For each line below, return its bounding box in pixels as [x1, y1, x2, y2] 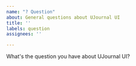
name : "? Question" [6, 8, 56, 15]
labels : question [6, 25, 50, 32]
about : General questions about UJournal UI [6, 14, 120, 20]
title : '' [6, 20, 31, 26]
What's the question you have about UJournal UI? [6, 53, 130, 60]
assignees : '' [6, 31, 42, 37]
